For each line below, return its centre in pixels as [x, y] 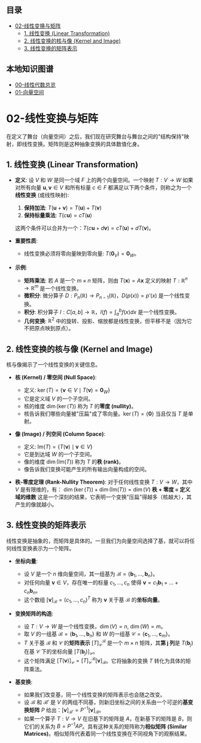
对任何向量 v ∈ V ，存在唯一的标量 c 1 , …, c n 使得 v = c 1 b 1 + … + [101, 583]
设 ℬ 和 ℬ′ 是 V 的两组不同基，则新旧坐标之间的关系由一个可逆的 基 [106, 702]
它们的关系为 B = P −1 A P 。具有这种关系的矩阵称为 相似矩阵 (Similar [105, 726]
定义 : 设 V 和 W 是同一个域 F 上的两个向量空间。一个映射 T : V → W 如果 [104, 180]
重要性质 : [26, 241]
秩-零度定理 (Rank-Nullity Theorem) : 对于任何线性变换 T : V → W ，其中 [104, 482]
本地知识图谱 [30, 69]
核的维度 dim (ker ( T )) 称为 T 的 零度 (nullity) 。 [80, 406]
